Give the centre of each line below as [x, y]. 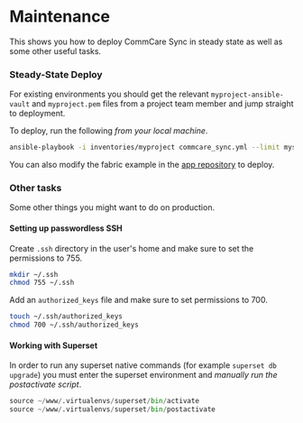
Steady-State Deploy [56, 74]
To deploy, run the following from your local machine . [109, 131]
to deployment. [37, 114]
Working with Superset [54, 345]
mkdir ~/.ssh [34, 274]
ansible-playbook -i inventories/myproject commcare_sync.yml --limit [145, 147]
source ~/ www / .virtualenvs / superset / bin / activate [105, 401]
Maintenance [60, 17]
